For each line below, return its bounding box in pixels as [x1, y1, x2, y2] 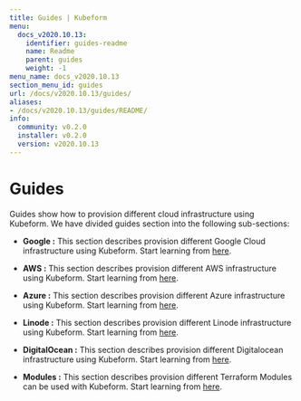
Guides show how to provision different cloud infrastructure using [9, 208, 255, 219]
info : [9, 114, 30, 123]
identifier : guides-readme [25, 38, 128, 48]
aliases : [9, 97, 43, 107]
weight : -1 [25, 64, 67, 73]
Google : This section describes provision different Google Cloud [22, 235, 266, 246]
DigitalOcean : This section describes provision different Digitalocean [22, 344, 284, 355]
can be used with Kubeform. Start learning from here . [22, 381, 222, 392]
